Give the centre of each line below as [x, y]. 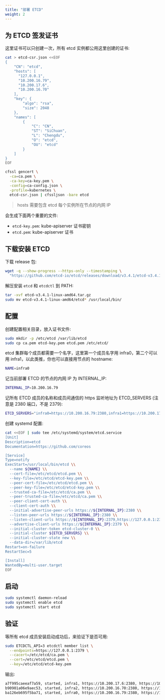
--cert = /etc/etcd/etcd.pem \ [39, 660]
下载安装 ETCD [27, 249]
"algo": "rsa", [38, 104]
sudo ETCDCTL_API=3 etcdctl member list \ [49, 646]
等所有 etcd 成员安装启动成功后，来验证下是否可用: [57, 636]
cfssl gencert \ [22, 172]
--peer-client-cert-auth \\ [38, 501]
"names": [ [25, 117]
